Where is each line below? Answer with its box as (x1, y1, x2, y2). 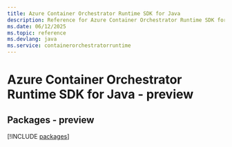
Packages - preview (7, 114, 95, 126)
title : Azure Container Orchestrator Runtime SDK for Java (7, 10, 181, 17)
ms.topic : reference (7, 29, 67, 37)
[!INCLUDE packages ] (7, 133, 70, 140)
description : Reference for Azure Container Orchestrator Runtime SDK (7, 17, 215, 23)
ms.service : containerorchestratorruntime (7, 42, 131, 49)
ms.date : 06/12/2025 (7, 23, 67, 30)
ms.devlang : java (7, 36, 57, 43)
